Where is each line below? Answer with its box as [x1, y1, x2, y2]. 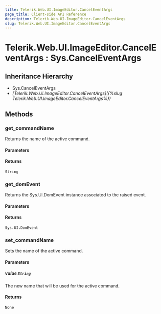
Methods [5, 110, 33, 118]
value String [5, 270, 31, 276]
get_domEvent [5, 181, 41, 188]
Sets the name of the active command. [5, 248, 83, 254]
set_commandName [5, 237, 54, 244]
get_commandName [5, 125, 55, 131]
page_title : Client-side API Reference [5, 12, 87, 17]
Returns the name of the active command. [5, 136, 90, 142]
